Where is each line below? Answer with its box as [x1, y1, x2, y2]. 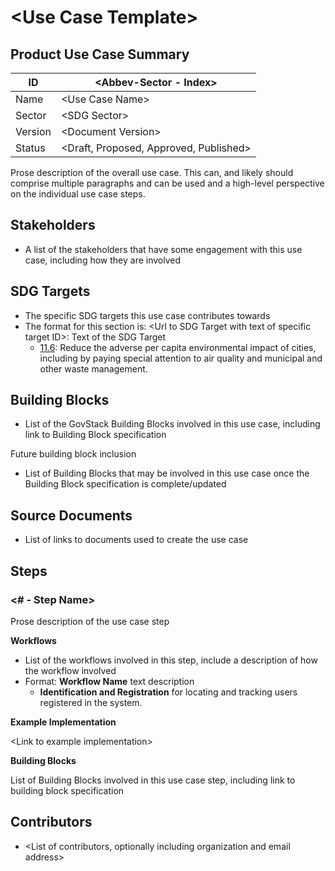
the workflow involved [24, 664, 117, 676]
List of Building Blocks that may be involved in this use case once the [24, 467, 310, 480]
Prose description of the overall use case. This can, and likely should [10, 167, 294, 178]
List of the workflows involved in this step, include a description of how [24, 654, 318, 666]
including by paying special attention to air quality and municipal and [39, 352, 323, 364]
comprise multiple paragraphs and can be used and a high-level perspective [10, 177, 325, 189]
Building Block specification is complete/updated [24, 478, 227, 490]
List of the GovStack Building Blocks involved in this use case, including [24, 418, 321, 430]
